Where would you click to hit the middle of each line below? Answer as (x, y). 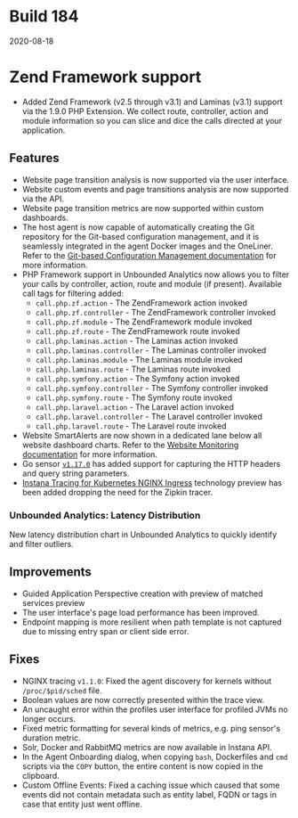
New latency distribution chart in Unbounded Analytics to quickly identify (143, 534)
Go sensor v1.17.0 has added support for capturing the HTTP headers (151, 463)
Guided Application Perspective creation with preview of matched (142, 593)
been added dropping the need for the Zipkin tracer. (117, 492)
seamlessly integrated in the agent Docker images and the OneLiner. (147, 246)
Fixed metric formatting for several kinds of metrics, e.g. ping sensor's (151, 728)
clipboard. (40, 775)
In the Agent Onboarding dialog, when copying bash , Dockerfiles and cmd (155, 757)
